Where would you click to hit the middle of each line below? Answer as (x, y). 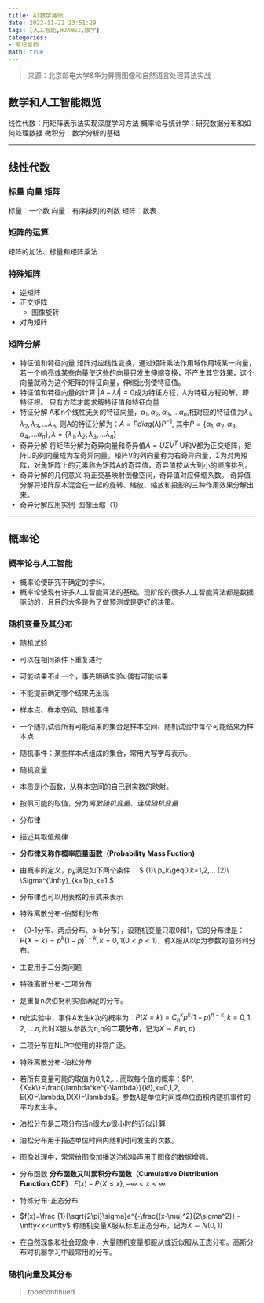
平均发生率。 (40, 1106)
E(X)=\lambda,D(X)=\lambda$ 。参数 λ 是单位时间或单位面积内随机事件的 (135, 1097)
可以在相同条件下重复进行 (61, 660)
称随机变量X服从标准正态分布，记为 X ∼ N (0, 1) (147, 1225)
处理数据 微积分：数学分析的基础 (67, 133)
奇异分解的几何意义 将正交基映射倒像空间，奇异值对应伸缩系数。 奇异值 (135, 475)
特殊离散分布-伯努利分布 (59, 913)
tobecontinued (51, 1292)
